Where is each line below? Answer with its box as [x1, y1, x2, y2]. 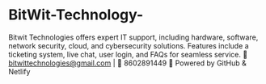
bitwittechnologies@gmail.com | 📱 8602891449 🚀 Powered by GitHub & [8, 58, 247, 68]
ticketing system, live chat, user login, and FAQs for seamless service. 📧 [8, 49, 248, 59]
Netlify [8, 66, 31, 76]
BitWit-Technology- [8, 6, 144, 24]
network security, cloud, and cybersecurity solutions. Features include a [8, 40, 249, 50]
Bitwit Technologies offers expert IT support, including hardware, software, [8, 32, 259, 42]
